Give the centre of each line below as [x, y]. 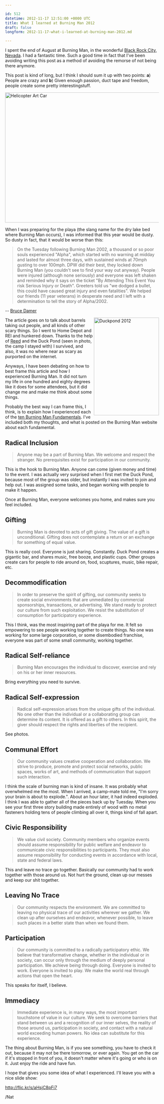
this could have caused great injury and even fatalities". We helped [84, 291]
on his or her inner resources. [47, 672]
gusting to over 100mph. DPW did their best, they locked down [80, 265]
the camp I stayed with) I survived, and [44, 346]
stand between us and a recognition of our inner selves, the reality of [86, 1023]
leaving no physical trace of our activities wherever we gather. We [83, 912]
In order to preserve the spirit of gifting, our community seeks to [82, 594]
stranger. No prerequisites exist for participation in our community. [84, 459]
